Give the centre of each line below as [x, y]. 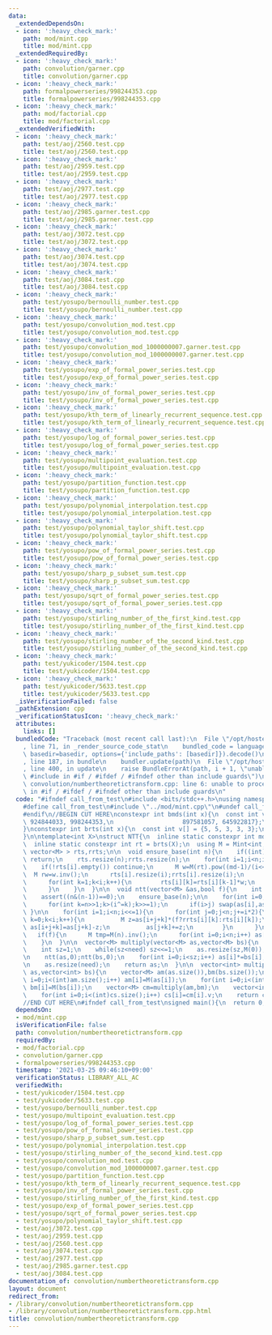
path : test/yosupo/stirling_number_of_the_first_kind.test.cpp [132, 618]
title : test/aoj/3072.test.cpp [76, 242]
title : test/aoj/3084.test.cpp [76, 287]
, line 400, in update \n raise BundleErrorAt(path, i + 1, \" [136, 769]
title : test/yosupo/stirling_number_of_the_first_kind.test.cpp [134, 626]
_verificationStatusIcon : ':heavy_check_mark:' [98, 717]
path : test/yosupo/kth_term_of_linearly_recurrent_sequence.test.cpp [143, 415]
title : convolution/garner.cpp [76, 76]
